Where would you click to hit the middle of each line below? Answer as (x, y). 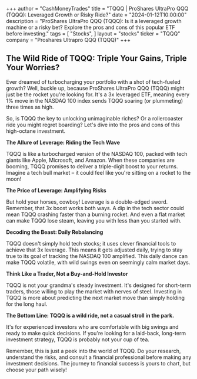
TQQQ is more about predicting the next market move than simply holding (96, 298)
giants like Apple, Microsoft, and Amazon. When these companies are (90, 160)
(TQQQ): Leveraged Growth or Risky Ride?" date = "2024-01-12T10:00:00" (96, 15)
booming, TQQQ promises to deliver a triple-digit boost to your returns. (92, 166)
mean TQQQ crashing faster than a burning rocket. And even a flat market (96, 214)
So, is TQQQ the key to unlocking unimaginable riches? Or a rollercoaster (95, 118)
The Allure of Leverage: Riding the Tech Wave (63, 142)
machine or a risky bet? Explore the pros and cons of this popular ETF (91, 27)
